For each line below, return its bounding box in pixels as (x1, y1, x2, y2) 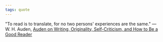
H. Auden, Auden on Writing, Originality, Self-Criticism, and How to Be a (11, 26, 158, 32)
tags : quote (5, 7, 30, 12)
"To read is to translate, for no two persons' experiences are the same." (5, 21, 151, 27)
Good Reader (5, 31, 32, 37)
